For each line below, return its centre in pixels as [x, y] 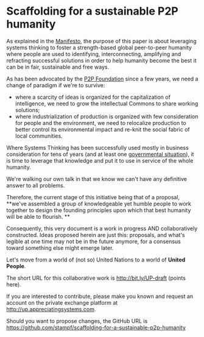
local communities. [39, 136]
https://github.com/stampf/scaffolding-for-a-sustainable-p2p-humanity [96, 327]
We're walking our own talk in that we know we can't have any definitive [97, 179]
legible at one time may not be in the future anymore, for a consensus [94, 241]
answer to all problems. [36, 185]
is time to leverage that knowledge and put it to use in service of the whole [100, 160]
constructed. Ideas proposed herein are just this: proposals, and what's [96, 235]
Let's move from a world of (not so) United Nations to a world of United [96, 260]
